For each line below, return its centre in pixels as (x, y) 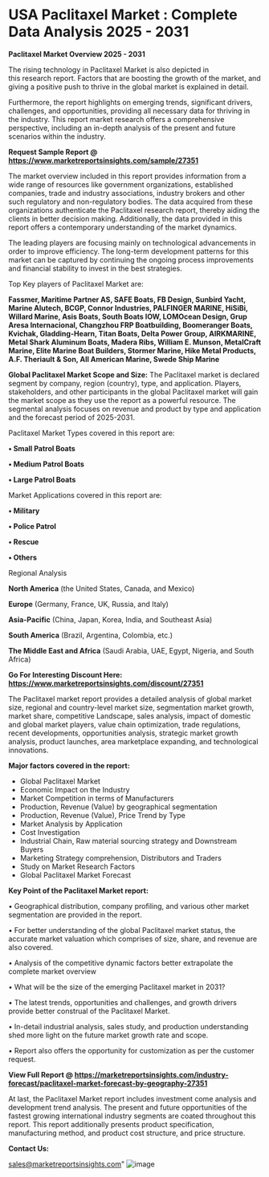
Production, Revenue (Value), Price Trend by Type (103, 815)
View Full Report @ (41, 1074)
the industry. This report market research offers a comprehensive (116, 119)
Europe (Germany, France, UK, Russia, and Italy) (88, 604)
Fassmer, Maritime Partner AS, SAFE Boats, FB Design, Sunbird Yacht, (127, 299)
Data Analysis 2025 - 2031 (99, 32)
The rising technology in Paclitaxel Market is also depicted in (109, 69)
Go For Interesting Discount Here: (65, 674)
